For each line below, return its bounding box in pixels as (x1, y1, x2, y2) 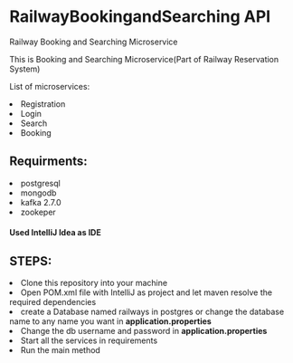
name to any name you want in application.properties (9, 316, 213, 327)
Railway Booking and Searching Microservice (9, 36, 178, 47)
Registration (21, 98, 66, 110)
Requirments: (9, 154, 88, 169)
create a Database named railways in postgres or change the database (21, 306, 285, 318)
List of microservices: (9, 81, 90, 91)
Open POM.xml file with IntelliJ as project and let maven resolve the (21, 287, 273, 298)
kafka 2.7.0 (21, 196, 61, 207)
